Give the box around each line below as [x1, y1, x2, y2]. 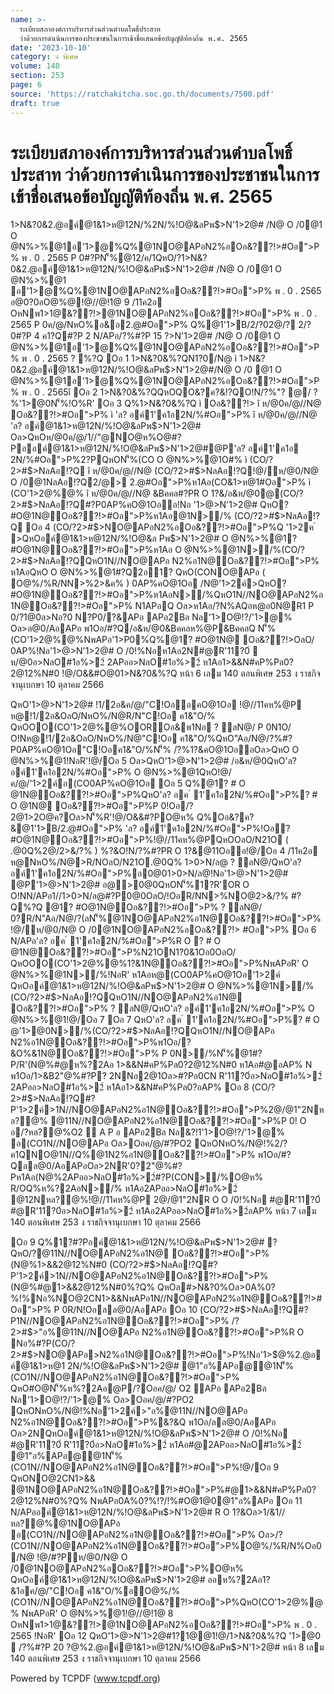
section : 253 [10, 71, 65, 81]
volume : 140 [10, 61, 60, 71]
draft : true [10, 98, 60, 108]
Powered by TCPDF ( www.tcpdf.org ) [10, 1672, 161, 1685]
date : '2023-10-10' [10, 42, 92, 53]
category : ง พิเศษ [10, 52, 79, 62]
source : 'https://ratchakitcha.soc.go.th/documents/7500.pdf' [10, 89, 275, 99]
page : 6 [10, 80, 43, 90]
